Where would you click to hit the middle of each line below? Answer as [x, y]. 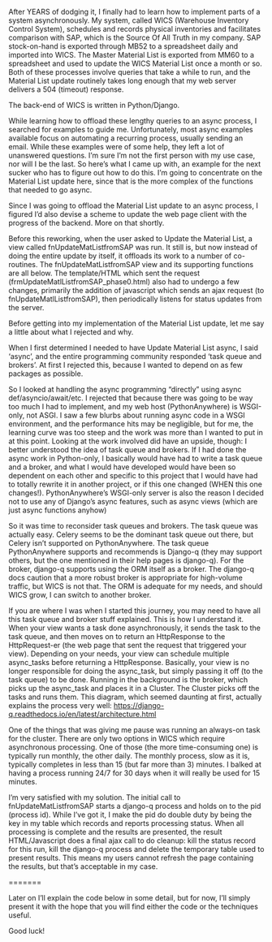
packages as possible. [46, 374]
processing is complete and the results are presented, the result [115, 832]
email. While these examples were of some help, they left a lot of [117, 147]
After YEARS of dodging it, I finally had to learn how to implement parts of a [134, 12]
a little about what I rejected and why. [71, 332]
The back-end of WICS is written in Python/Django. [94, 105]
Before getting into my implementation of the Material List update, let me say [136, 323]
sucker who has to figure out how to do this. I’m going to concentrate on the [135, 173]
